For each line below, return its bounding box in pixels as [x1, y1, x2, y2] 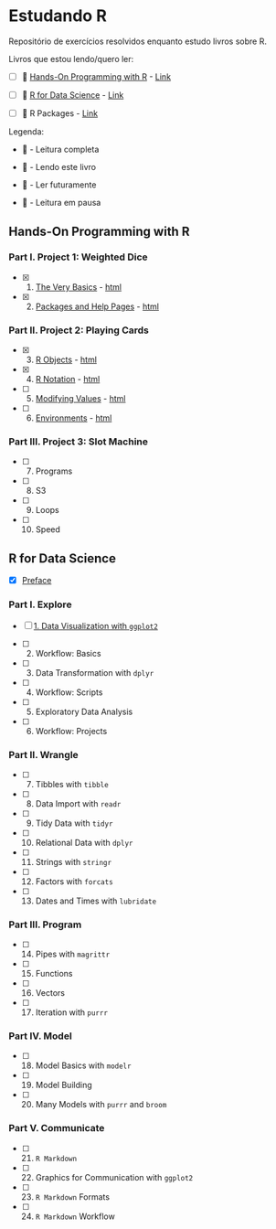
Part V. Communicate [8, 1122, 105, 1135]
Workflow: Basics [35, 647, 101, 658]
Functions [35, 968, 73, 979]
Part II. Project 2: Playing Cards [8, 324, 150, 337]
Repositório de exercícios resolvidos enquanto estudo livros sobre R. [8, 36, 267, 47]
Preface [21, 575, 52, 586]
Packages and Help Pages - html [35, 301, 159, 312]
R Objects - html [35, 354, 98, 366]
